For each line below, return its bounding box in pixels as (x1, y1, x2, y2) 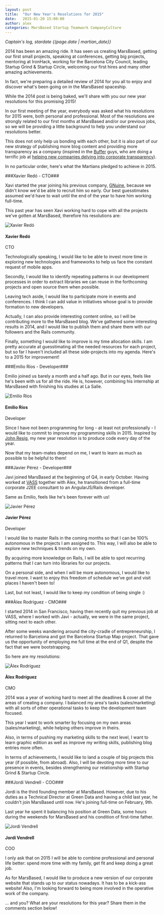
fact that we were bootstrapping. (5, 644, 71, 650)
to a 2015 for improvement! (5, 354, 60, 360)
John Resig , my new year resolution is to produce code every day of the (5, 435, 150, 441)
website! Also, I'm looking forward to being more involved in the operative (5, 885, 154, 891)
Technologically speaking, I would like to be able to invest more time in (5, 254, 148, 260)
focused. (5, 710, 23, 716)
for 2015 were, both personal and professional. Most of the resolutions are (5, 113, 155, 119)
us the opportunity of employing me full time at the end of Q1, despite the (5, 639, 153, 645)
